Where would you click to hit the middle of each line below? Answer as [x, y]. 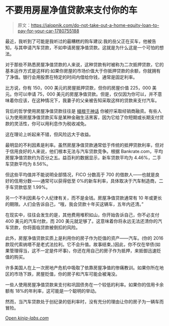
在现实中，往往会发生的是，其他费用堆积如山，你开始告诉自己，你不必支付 [82, 215]
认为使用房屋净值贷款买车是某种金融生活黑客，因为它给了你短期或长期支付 [82, 117]
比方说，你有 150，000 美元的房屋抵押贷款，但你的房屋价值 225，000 [78, 88]
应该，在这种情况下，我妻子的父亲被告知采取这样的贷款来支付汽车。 [89, 100]
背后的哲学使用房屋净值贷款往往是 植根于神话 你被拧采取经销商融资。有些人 [83, 111]
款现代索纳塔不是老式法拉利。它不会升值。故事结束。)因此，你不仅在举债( [81, 244]
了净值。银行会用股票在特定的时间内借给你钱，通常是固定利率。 [71, 77]
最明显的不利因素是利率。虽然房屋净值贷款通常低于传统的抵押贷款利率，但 [82, 145]
